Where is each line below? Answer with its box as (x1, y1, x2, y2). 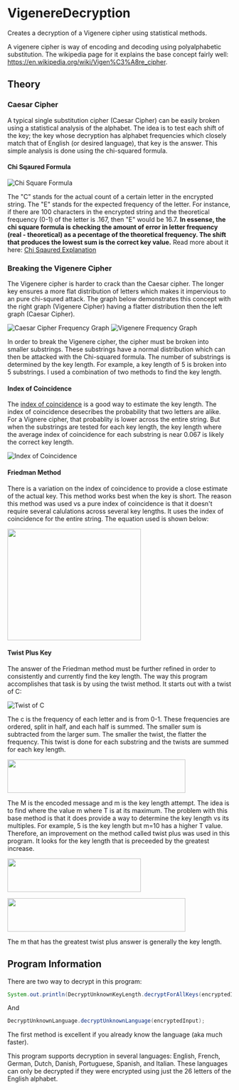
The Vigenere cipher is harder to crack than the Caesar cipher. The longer (7, 280, 224, 288)
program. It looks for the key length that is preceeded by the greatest (7, 837, 210, 845)
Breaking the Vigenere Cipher (7, 263, 112, 273)
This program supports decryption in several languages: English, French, (7, 1051, 221, 1061)
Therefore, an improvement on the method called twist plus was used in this (7, 829, 230, 837)
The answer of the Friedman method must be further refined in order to (7, 664, 216, 672)
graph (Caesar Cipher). (7, 310, 75, 318)
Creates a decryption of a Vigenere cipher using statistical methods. (7, 29, 208, 37)
